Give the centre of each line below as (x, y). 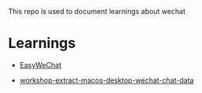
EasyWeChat (40, 65)
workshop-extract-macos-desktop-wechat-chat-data (107, 80)
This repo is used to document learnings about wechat (97, 11)
